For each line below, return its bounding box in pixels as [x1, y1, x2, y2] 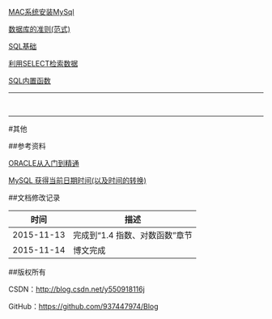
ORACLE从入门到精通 [8, 159, 79, 168]
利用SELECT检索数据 [8, 59, 79, 68]
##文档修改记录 [8, 193, 61, 202]
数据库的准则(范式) [8, 24, 71, 34]
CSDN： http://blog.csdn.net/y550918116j [8, 284, 146, 294]
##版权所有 [8, 267, 46, 277]
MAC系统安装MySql [8, 7, 74, 16]
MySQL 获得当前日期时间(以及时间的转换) [8, 176, 147, 185]
